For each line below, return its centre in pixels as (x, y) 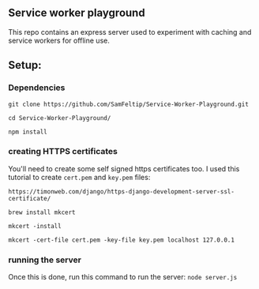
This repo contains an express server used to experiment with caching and (130, 32)
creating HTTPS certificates (63, 152)
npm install (28, 132)
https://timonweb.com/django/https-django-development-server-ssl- (122, 191)
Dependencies (37, 88)
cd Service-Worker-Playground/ (60, 118)
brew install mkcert (42, 212)
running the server (45, 260)
